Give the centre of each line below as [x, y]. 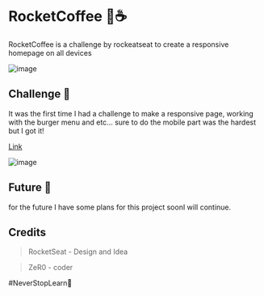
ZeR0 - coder [50, 268]
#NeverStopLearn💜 [40, 283]
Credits [27, 232]
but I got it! [26, 130]
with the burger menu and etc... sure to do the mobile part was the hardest [132, 122]
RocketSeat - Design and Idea [78, 252]
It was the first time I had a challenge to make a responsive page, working [131, 113]
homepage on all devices [50, 53]
